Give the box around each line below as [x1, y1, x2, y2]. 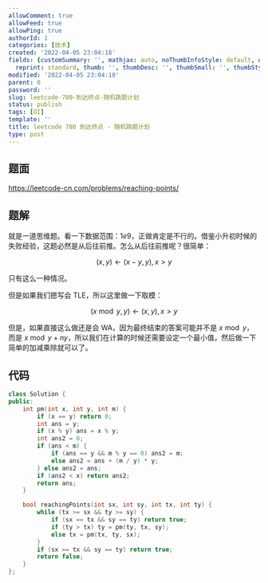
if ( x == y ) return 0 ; [37, 412, 112, 420]
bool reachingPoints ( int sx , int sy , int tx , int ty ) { [22, 501, 213, 509]
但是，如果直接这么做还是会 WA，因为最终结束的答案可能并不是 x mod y [8, 323, 247, 333]
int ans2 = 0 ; [37, 435, 84, 443]
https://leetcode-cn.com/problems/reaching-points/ [8, 183, 179, 193]
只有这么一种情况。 [8, 274, 72, 283]
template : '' [8, 116, 52, 124]
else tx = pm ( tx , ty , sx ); [50, 530, 141, 538]
